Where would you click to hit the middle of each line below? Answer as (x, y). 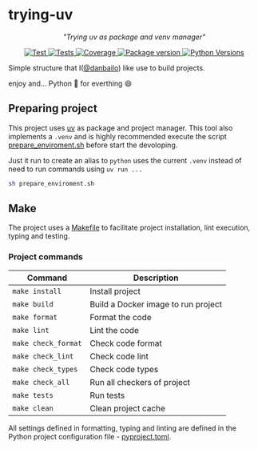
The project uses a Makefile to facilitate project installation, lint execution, (129, 228)
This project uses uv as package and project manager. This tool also (121, 128)
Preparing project (53, 108)
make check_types (45, 369)
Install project (115, 291)
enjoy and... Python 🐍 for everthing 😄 (70, 83)
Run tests (107, 395)
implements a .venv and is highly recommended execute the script (118, 136)
